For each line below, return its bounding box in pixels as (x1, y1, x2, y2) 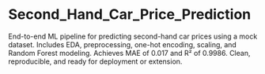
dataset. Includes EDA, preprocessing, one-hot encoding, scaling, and (8, 39, 237, 49)
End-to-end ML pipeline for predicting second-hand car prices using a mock (8, 31, 258, 41)
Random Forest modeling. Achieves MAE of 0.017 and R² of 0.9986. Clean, (8, 48, 251, 57)
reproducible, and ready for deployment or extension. (8, 57, 183, 66)
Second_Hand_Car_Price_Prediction (8, 6, 252, 24)
